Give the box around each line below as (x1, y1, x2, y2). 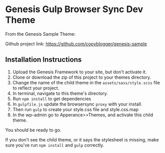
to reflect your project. (12, 85, 60, 91)
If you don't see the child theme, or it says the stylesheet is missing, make (5, 136, 159, 142)
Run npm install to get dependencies (12, 95, 91, 101)
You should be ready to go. (5, 127, 62, 133)
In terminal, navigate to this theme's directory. (12, 90, 108, 96)
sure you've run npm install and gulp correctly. (5, 142, 104, 148)
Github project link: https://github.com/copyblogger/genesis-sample (5, 40, 147, 46)
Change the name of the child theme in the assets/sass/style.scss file (12, 79, 160, 85)
